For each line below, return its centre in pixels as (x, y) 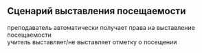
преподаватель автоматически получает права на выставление (101, 27)
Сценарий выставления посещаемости (97, 11)
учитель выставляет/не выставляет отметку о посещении (92, 42)
